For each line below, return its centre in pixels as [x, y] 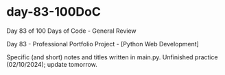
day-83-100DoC [54, 12]
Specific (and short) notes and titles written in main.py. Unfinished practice [112, 57]
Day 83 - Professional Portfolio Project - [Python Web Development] [103, 44]
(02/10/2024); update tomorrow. [52, 64]
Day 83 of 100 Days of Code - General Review [71, 31]
